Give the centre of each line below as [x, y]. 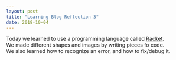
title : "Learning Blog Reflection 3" [53, 17]
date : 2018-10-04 [27, 22]
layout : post [22, 11]
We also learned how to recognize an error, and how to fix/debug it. [88, 51]
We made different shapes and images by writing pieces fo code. [85, 45]
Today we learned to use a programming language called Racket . [85, 39]
